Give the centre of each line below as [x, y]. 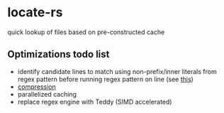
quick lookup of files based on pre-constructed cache [86, 32]
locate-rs [35, 12]
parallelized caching [47, 94]
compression [37, 87]
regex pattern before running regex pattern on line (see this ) [105, 79]
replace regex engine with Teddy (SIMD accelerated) [95, 102]
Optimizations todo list [58, 54]
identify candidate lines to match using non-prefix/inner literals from [117, 71]
